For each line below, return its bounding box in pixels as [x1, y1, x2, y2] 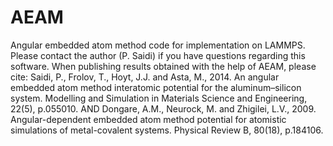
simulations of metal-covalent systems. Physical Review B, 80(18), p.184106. [10, 124, 324, 136]
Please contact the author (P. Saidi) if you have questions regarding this [10, 49, 306, 61]
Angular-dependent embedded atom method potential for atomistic [10, 113, 287, 125]
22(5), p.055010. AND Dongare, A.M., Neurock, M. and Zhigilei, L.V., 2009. [10, 102, 317, 115]
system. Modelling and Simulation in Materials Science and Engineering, [10, 92, 308, 104]
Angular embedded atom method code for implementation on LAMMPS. [10, 39, 306, 51]
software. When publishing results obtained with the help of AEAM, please [10, 60, 317, 72]
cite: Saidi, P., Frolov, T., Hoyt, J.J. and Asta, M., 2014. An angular [10, 71, 280, 83]
